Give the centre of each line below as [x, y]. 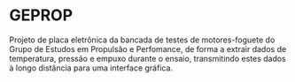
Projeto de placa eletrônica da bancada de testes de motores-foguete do [142, 40]
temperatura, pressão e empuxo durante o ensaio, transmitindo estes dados [147, 58]
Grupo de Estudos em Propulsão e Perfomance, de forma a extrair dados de [148, 48]
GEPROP [41, 15]
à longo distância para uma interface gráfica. [91, 68]
